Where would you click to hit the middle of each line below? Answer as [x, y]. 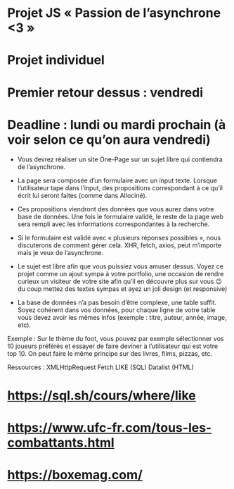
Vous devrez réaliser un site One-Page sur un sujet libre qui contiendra [120, 159]
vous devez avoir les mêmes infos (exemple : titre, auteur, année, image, [122, 317]
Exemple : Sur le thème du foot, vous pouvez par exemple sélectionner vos [116, 338]
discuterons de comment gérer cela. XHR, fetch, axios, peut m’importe [119, 245]
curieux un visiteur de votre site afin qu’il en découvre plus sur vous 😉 [120, 281]
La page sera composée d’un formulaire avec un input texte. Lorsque [117, 180]
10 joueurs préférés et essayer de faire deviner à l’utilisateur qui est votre [113, 346]
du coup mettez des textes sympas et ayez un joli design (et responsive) [122, 289]
